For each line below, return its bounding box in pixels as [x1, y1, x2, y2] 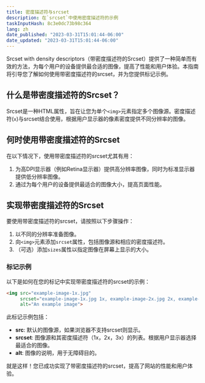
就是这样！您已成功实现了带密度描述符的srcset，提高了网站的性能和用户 [6, 362, 188, 370]
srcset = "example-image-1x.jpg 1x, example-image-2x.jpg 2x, [20, 295, 176, 302]
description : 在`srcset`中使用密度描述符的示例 [6, 15, 119, 21]
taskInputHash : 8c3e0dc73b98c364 [6, 20, 92, 26]
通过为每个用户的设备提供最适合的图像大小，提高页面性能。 [15, 180, 165, 188]
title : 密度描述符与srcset [6, 9, 70, 15]
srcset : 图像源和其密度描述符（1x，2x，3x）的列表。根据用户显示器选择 [15, 334, 197, 341]
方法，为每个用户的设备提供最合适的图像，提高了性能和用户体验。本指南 [16, 63, 199, 70]
